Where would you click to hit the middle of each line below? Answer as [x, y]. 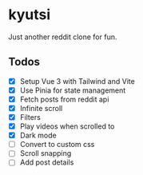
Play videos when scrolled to [67, 126]
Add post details [47, 162]
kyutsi [30, 15]
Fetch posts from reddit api [64, 99]
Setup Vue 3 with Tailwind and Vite [77, 81]
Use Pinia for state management [73, 90]
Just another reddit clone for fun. [63, 37]
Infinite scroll [41, 108]
